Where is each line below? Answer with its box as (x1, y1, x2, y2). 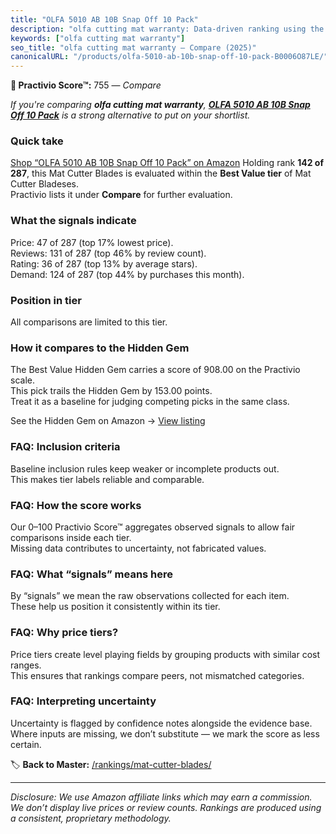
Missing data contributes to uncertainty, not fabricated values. (10, 542, 267, 554)
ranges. (10, 659, 42, 671)
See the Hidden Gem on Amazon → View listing (10, 415, 206, 427)
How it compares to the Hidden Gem (10, 341, 190, 355)
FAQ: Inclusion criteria (10, 440, 121, 454)
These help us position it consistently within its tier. (10, 601, 221, 613)
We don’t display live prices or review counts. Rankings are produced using (10, 801, 322, 813)
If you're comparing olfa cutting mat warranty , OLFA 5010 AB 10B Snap (10, 99, 311, 111)
